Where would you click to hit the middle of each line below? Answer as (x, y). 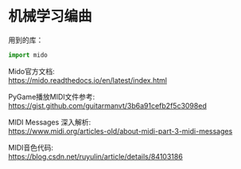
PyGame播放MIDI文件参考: (52, 96)
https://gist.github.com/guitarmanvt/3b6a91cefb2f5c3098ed (107, 105)
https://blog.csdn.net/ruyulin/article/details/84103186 (95, 156)
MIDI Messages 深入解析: (50, 122)
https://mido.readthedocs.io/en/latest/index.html (88, 80)
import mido (28, 55)
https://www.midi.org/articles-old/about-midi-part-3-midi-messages (120, 131)
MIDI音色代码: (31, 147)
